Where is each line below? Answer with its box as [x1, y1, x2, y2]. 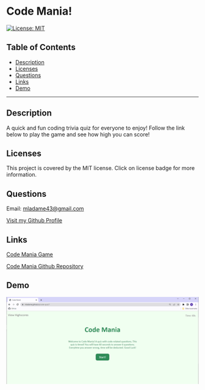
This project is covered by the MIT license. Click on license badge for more [6, 164, 195, 172]
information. [6, 171, 37, 178]
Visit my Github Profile [6, 217, 63, 224]
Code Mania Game [6, 251, 53, 258]
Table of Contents [6, 42, 76, 53]
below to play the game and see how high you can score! [6, 130, 150, 138]
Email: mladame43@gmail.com [6, 205, 84, 212]
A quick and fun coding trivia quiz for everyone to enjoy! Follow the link [6, 124, 185, 131]
